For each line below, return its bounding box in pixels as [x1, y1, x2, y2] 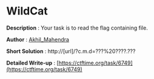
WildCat [6, 4, 49, 18]
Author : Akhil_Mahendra [6, 36, 70, 43]
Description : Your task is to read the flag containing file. [6, 24, 149, 31]
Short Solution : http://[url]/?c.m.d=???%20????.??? [6, 47, 136, 55]
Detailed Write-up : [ [6, 59, 59, 66]
